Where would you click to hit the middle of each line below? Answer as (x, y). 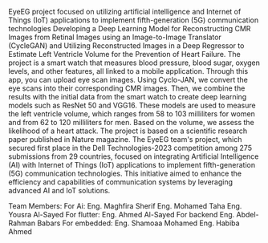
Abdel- (248, 215)
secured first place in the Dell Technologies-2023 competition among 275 (130, 148)
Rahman (22, 223)
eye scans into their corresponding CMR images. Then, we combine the (127, 88)
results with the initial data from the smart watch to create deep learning (128, 97)
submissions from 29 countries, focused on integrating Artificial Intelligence (134, 156)
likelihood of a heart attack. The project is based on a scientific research (128, 131)
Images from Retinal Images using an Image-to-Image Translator (115, 37)
